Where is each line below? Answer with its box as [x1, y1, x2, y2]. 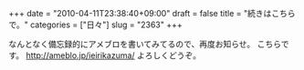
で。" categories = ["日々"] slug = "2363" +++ [8, 19, 183, 30]
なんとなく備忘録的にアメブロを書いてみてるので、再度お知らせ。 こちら [8, 39, 282, 49]
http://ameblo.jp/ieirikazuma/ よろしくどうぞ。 [26, 50, 202, 61]
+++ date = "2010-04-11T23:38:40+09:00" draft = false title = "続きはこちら [8, 8, 296, 18]
